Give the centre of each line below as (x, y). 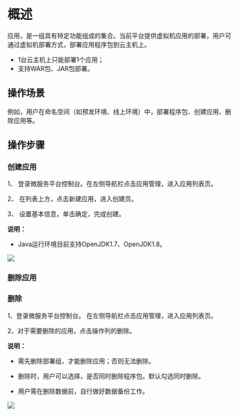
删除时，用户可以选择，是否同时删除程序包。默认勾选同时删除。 (111, 376)
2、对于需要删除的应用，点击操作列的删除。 (72, 331)
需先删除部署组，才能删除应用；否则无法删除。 (86, 361)
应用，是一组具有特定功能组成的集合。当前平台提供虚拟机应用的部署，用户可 (119, 36)
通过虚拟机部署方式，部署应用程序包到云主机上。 (79, 44)
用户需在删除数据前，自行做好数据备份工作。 (83, 391)
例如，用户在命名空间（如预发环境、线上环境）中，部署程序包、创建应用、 (116, 112)
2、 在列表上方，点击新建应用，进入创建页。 (72, 199)
